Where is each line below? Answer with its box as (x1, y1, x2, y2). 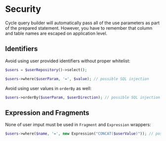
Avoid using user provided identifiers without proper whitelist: (5, 58, 130, 64)
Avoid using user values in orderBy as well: (5, 85, 92, 91)
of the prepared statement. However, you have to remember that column (5, 25, 153, 31)
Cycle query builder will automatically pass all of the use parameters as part (5, 20, 160, 26)
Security (5, 3, 41, 15)
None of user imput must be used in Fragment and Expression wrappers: (5, 122, 151, 128)
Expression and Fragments (5, 108, 90, 117)
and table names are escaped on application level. (5, 30, 108, 36)
